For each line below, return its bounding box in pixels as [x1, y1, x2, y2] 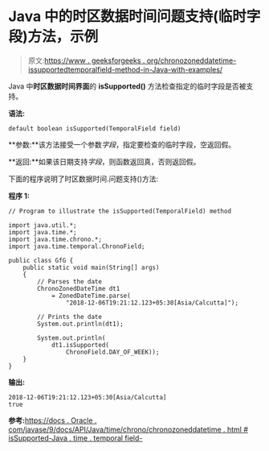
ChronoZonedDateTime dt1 [37, 284, 120, 292]
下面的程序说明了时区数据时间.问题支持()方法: [8, 174, 159, 184]
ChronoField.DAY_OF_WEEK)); [65, 348, 160, 356]
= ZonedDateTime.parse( [51, 292, 131, 300]
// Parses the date [37, 277, 103, 286]
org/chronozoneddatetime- [146, 56, 237, 65]
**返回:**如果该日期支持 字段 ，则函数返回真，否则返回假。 [8, 156, 201, 166]
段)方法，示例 [8, 27, 99, 46]
